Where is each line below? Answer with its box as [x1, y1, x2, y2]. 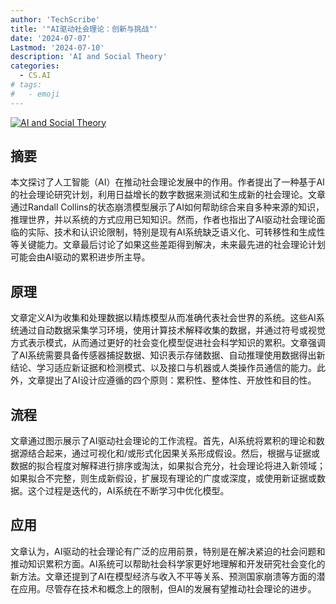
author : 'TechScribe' [10, 14, 101, 25]
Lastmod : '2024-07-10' [10, 42, 105, 53]
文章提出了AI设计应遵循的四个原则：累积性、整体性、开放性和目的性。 [27, 374, 317, 386]
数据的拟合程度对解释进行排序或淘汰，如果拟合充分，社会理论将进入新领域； [10, 460, 326, 472]
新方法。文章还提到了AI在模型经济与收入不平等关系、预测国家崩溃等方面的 [10, 570, 317, 582]
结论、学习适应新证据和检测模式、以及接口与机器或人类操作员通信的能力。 [10, 362, 317, 374]
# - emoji [10, 89, 60, 99]
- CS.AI [19, 71, 52, 81]
